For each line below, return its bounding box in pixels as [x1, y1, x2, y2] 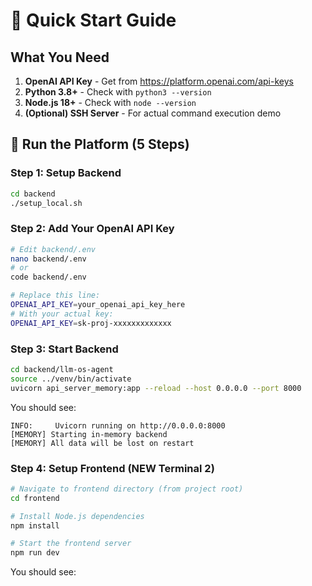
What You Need [10, 49, 110, 66]
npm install [10, 520, 60, 531]
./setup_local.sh [10, 198, 83, 208]
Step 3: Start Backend [10, 342, 119, 356]
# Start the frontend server [10, 539, 132, 549]
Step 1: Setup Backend [10, 166, 122, 180]
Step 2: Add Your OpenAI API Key [10, 222, 175, 236]
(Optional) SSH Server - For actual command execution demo [24, 107, 282, 119]
